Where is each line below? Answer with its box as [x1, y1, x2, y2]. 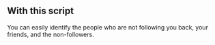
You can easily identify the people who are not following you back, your [7, 23, 208, 31]
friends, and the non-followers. [7, 30, 94, 38]
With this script [7, 5, 74, 17]
